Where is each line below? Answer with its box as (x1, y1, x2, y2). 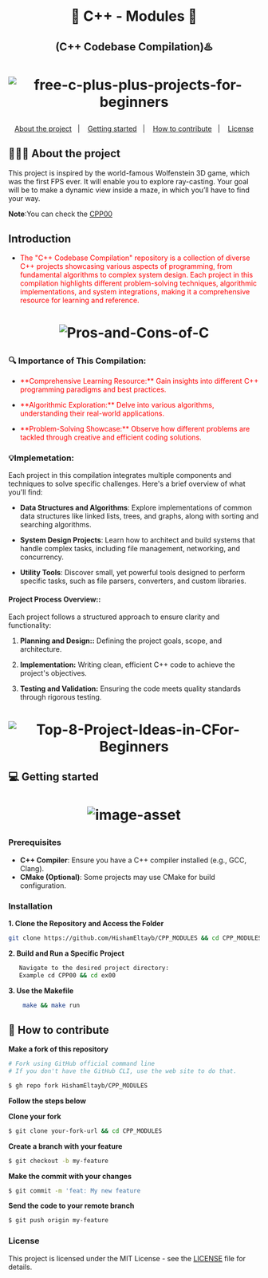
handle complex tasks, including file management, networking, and (19, 544, 241, 554)
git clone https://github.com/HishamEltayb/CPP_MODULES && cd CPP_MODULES (8, 933, 262, 942)
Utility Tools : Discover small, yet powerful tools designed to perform (19, 568, 246, 578)
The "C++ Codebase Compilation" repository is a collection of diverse (19, 253, 250, 262)
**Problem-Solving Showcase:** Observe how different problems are (19, 424, 250, 433)
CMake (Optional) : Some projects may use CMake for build (19, 872, 215, 882)
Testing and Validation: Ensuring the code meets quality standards (19, 684, 242, 693)
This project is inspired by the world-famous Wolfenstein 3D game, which (8, 168, 250, 178)
